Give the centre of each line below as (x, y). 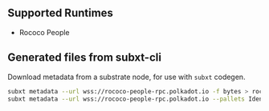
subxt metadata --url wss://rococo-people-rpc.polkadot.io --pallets (126, 99)
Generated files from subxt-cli (85, 58)
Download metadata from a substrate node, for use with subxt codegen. (126, 77)
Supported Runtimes (61, 13)
